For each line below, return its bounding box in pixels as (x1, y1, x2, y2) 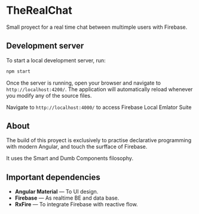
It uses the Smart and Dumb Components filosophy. (6, 155, 133, 162)
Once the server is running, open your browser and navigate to (6, 79, 161, 86)
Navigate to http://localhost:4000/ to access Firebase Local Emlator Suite (6, 103, 192, 111)
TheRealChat (6, 4, 73, 17)
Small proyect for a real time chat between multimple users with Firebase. (6, 23, 188, 31)
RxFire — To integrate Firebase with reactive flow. (14, 201, 139, 208)
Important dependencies (6, 172, 100, 182)
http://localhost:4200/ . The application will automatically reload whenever (6, 85, 193, 93)
